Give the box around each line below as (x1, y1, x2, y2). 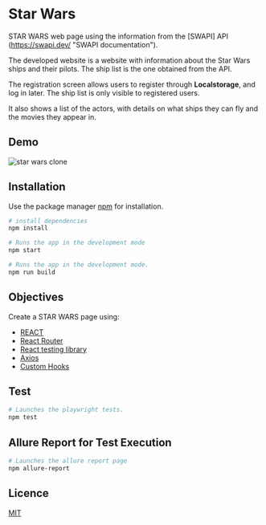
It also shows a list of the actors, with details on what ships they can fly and (8, 104, 259, 113)
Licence (8, 486, 50, 500)
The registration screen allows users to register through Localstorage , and (8, 79, 256, 89)
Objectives (8, 291, 64, 304)
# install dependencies (8, 217, 88, 225)
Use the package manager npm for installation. (8, 201, 164, 211)
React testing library (19, 344, 87, 354)
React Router (19, 336, 63, 345)
